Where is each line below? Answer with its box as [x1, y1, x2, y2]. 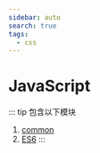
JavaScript [8, 76, 91, 96]
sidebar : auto [8, 12, 62, 22]
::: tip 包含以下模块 [8, 107, 77, 117]
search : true [8, 21, 57, 30]
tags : [8, 29, 29, 38]
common [21, 125, 54, 135]
